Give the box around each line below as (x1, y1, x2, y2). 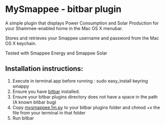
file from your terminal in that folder (12, 109, 86, 115)
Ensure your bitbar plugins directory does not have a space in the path (12, 93, 158, 99)
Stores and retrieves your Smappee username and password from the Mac (5, 35, 159, 41)
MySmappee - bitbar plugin (5, 3, 121, 15)
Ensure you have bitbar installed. (12, 88, 80, 94)
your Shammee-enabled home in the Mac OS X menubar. (5, 25, 123, 31)
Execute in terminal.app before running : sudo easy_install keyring (12, 77, 148, 83)
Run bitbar (12, 115, 34, 121)
